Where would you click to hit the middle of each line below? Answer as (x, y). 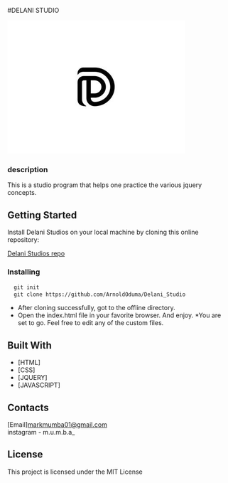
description (28, 169)
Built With (29, 345)
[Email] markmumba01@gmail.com (58, 425)
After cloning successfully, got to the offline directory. (96, 308)
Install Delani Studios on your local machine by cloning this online (103, 232)
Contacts (28, 407)
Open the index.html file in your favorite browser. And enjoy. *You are (119, 315)
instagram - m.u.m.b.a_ (41, 432)
